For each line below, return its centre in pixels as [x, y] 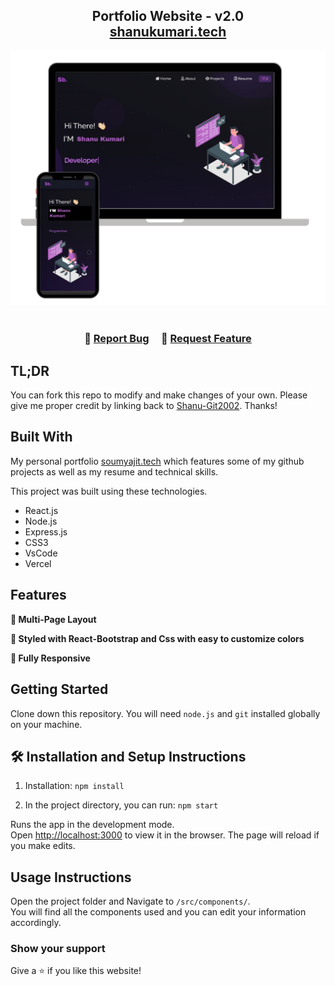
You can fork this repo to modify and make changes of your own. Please [159, 395]
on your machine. [46, 724]
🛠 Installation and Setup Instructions [128, 756]
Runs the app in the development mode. [92, 825]
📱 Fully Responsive [50, 658]
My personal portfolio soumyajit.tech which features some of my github [157, 461]
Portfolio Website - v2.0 [168, 16]
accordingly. [36, 923]
